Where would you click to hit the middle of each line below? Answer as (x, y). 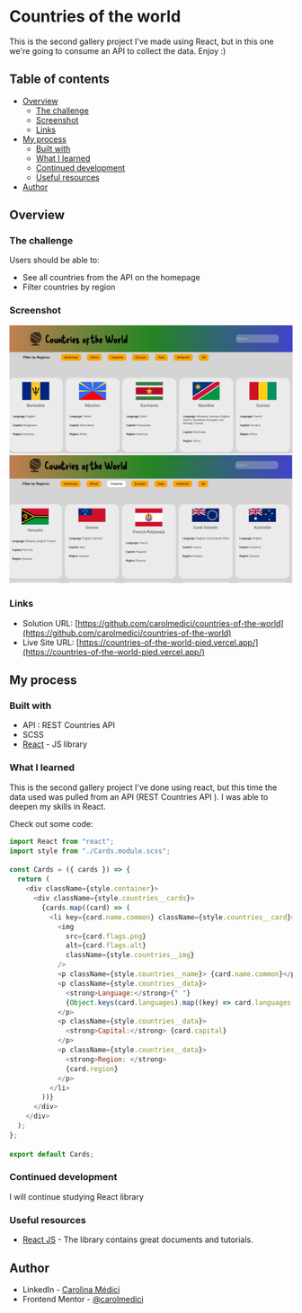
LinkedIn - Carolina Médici (71, 1289)
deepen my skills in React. (58, 806)
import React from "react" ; (62, 841)
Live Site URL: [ (51, 642)
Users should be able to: (55, 260)
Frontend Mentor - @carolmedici (83, 1299)
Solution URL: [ (50, 623)
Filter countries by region (69, 287)
